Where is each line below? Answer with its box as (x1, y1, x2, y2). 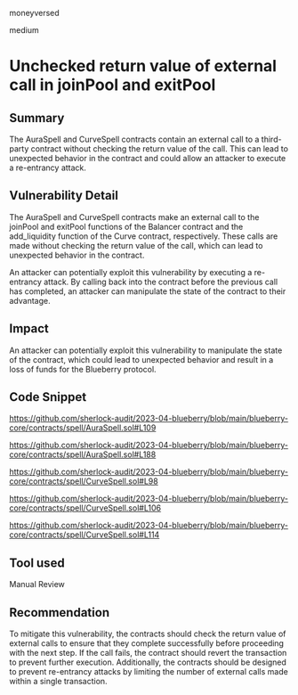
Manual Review (9, 579, 65, 590)
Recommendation (9, 605, 109, 620)
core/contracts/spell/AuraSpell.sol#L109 (9, 422, 157, 433)
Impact (9, 321, 49, 337)
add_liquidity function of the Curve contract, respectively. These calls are (9, 231, 278, 241)
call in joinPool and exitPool (9, 75, 216, 95)
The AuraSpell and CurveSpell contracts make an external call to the (9, 211, 260, 222)
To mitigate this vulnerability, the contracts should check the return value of (9, 628, 286, 640)
